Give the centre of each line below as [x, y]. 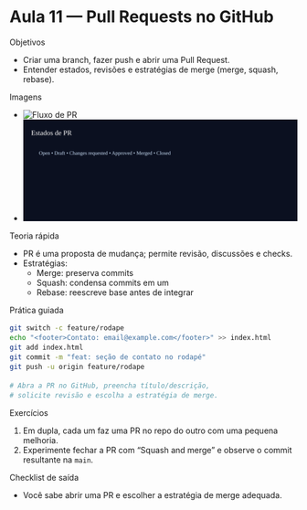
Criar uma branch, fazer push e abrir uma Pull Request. [126, 59]
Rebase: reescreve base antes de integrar [115, 292]
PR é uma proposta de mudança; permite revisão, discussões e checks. [158, 254]
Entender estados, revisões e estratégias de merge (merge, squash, [150, 69]
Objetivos [27, 42]
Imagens [26, 97]
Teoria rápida [34, 236]
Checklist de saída [44, 478]
